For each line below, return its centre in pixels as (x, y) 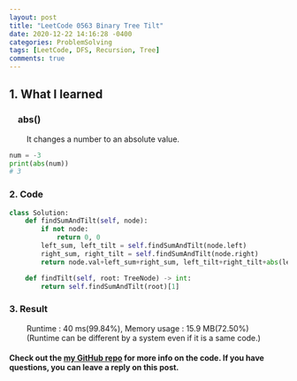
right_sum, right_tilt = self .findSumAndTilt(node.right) (150, 253)
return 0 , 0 (78, 237)
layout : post (33, 17)
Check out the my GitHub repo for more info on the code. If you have (137, 358)
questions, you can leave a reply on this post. (94, 368)
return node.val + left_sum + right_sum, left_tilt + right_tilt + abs (160, 262)
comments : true (37, 58)
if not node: (65, 229)
